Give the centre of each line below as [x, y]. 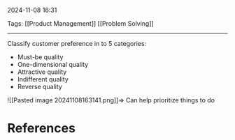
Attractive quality [42, 72]
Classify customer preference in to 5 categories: [77, 44]
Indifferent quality [43, 79]
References [41, 129]
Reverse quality [40, 87]
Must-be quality [40, 57]
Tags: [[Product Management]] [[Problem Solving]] [80, 23]
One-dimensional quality [53, 64]
